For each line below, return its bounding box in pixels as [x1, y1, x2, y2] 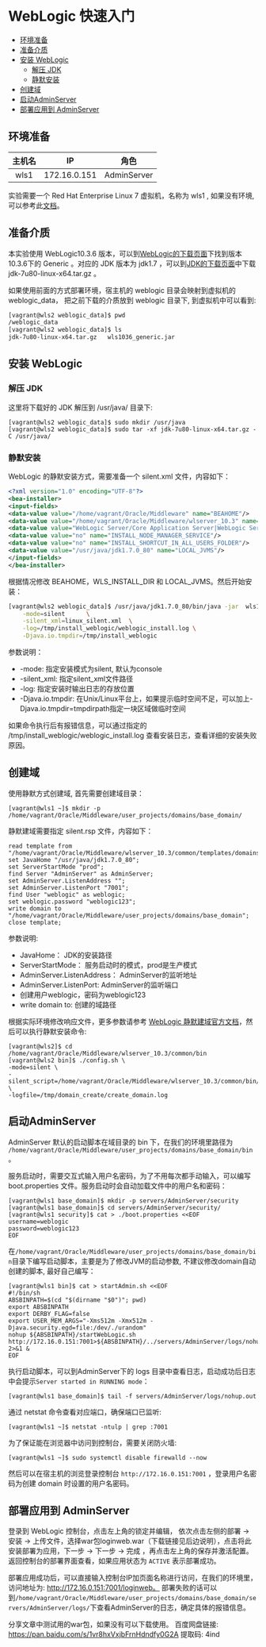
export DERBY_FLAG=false [8, 1310, 90, 1318]
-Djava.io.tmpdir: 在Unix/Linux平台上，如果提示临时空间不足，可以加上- [19, 694, 253, 703]
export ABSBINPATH [8, 1303, 69, 1310]
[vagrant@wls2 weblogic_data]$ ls [8, 326, 123, 334]
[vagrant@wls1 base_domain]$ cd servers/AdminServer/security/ [8, 1203, 222, 1211]
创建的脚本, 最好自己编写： [8, 1266, 96, 1276]
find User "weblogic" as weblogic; [8, 891, 126, 899]
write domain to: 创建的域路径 [19, 999, 117, 1009]
